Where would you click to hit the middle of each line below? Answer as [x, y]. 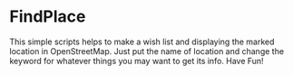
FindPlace [48, 17]
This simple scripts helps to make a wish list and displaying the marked [142, 42]
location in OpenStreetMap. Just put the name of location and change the [146, 51]
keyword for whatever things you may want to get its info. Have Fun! [137, 61]
